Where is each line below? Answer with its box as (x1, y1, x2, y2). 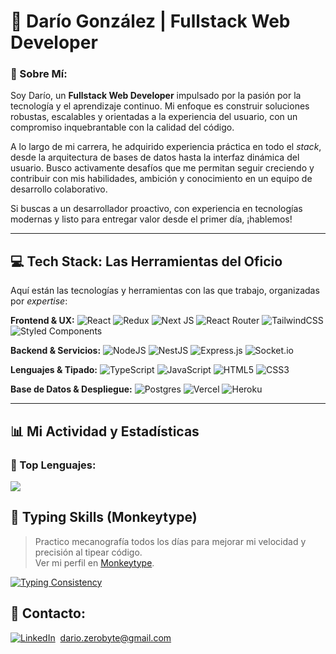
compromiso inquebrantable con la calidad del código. (10, 121, 235, 134)
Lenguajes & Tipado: (10, 364, 98, 376)
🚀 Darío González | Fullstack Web (10, 10, 291, 33)
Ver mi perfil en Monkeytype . (34, 556, 155, 569)
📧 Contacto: (10, 605, 86, 622)
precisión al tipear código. (34, 546, 143, 558)
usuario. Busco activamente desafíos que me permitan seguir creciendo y (10, 162, 315, 174)
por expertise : (10, 295, 68, 307)
